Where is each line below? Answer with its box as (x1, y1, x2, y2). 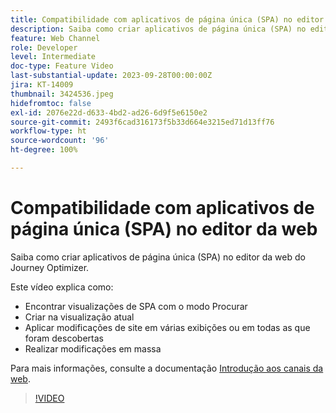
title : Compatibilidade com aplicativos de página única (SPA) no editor (10, 14, 325, 25)
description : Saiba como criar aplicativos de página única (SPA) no (10, 24, 307, 34)
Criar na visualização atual (24, 311, 135, 323)
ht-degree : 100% (10, 145, 78, 155)
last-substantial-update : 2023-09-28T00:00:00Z (10, 71, 213, 81)
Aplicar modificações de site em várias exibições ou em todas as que (24, 321, 311, 333)
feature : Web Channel (10, 33, 101, 43)
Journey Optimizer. (10, 261, 90, 273)
